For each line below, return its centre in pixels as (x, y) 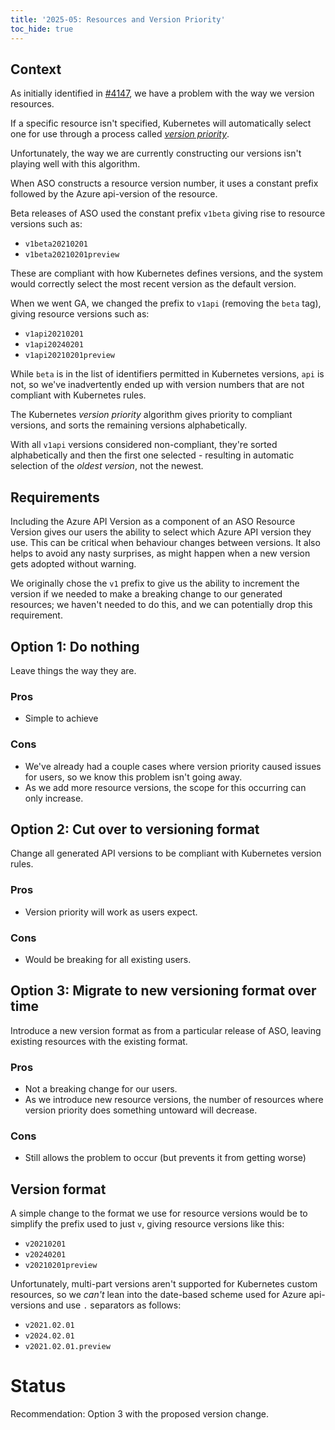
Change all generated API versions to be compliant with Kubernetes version (166, 853)
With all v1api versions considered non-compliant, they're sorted (144, 445)
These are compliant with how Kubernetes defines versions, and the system (166, 273)
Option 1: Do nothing (75, 646)
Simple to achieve (61, 718)
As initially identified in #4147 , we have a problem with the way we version (162, 93)
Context (36, 69)
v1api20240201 (54, 345)
